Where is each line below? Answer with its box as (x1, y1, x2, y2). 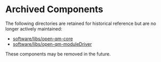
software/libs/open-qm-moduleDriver (12, 41, 92, 47)
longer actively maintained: (5, 25, 62, 32)
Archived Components (5, 4, 103, 15)
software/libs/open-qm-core (12, 36, 73, 42)
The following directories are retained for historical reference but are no (5, 20, 156, 26)
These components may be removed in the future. (5, 51, 111, 57)
